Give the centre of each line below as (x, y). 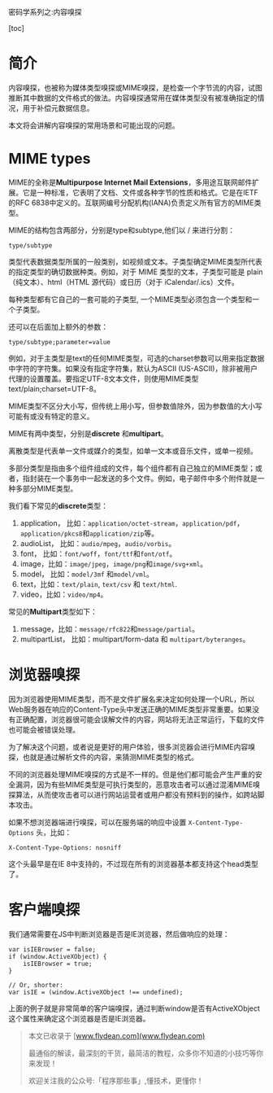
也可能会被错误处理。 (44, 729)
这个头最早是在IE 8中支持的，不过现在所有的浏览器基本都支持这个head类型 (133, 863)
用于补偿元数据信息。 (58, 107)
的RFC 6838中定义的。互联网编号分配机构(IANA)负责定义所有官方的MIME (131, 203)
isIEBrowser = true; (58, 964)
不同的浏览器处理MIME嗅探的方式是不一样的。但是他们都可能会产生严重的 (132, 774)
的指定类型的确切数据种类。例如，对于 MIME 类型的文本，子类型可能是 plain (136, 272)
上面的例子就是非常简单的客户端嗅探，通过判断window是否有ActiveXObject (134, 1008)
